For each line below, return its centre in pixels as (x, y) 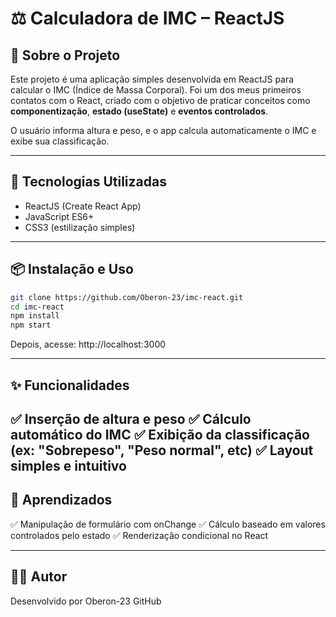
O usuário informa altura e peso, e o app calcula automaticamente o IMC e (163, 130)
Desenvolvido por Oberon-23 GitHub (86, 601)
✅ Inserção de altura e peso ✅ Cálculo (131, 418)
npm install (35, 316)
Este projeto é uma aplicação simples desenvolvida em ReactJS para (152, 79)
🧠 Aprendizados (61, 500)
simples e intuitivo (68, 465)
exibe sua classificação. (60, 141)
